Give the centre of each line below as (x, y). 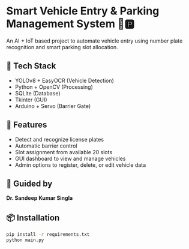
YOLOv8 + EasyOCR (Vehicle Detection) (64, 80)
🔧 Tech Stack (31, 66)
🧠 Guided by (29, 183)
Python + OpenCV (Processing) (54, 87)
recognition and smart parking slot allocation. (62, 47)
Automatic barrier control (46, 146)
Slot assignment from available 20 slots (64, 152)
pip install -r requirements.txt (48, 235)
